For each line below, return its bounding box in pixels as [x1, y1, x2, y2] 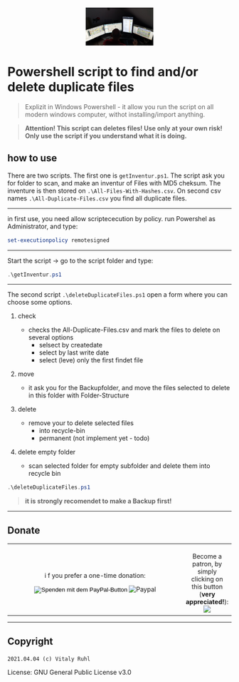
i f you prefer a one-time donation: [44, 571, 146, 579]
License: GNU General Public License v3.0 [7, 668, 132, 677]
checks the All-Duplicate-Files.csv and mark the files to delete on [28, 325, 221, 335]
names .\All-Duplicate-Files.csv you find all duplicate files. [7, 193, 187, 203]
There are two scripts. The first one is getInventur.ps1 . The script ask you [7, 171, 225, 180]
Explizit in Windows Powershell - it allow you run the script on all [24, 102, 214, 111]
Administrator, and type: [7, 222, 78, 230]
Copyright [7, 635, 53, 647]
